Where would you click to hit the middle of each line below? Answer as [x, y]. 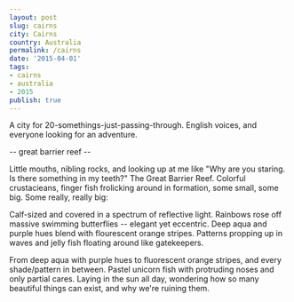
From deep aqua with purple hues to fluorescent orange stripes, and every [146, 260]
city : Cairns [33, 34]
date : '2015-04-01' [45, 59]
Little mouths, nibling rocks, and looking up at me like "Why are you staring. [147, 169]
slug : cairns [33, 26]
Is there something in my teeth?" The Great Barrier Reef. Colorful [127, 179]
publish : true [36, 100]
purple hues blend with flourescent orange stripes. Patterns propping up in [146, 234]
